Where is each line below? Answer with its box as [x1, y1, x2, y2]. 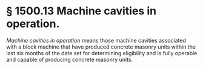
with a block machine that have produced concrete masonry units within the [6, 43, 196, 50]
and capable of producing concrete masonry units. [6, 56, 133, 63]
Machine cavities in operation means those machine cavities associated [6, 37, 187, 44]
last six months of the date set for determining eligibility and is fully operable [6, 49, 198, 56]
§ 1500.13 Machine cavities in [6, 4, 156, 18]
